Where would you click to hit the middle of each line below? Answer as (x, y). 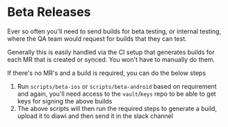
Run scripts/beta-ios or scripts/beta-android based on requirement (117, 86)
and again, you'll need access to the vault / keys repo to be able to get (117, 94)
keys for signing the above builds (65, 101)
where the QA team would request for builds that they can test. (97, 38)
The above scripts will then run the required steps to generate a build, (117, 108)
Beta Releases (49, 12)
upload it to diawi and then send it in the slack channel (95, 116)
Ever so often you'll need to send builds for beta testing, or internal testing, (114, 31)
